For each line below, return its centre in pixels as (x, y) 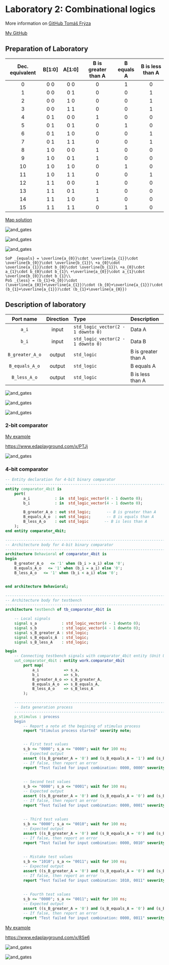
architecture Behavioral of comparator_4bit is (56, 554)
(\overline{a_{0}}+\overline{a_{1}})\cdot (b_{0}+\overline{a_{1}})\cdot (84, 285)
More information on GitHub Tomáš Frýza (48, 23)
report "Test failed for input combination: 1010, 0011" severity (94, 880)
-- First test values (46, 744)
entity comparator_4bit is (33, 489)
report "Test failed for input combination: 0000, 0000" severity (94, 768)
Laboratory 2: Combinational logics (80, 9)
